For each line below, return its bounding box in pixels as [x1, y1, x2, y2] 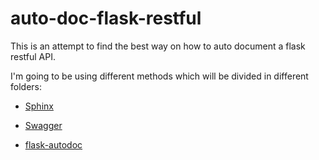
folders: [10, 80, 42, 92]
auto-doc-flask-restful [10, 7, 202, 30]
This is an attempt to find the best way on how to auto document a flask [10, 40, 306, 52]
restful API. [10, 50, 57, 62]
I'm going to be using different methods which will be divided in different [10, 70, 309, 82]
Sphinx [24, 100, 54, 112]
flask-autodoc [24, 138, 83, 151]
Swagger [24, 119, 63, 131]
